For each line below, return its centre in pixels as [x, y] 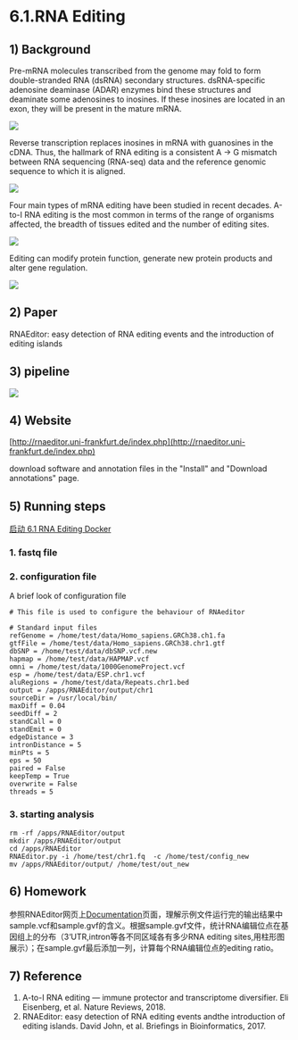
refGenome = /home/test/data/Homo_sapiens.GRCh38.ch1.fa [117, 636]
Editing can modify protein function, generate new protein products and [141, 258]
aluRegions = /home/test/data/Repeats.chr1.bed [99, 683]
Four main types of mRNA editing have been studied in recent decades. [141, 205]
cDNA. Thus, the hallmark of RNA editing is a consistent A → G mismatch [143, 152]
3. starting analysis [52, 814]
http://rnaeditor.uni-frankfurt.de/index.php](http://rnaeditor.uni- [129, 442]
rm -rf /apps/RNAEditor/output [67, 833]
